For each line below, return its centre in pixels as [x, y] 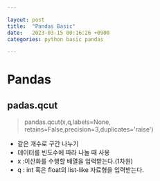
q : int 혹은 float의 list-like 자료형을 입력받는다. [80, 170]
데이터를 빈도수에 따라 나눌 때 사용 [63, 152]
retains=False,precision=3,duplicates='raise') [89, 129]
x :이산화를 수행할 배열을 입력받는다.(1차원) [75, 162]
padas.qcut [33, 105]
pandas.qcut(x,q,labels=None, [67, 122]
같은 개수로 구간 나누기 [48, 144]
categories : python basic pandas [55, 39]
